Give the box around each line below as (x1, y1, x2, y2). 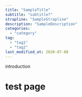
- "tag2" (10, 45, 28, 50)
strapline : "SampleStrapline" (5, 17, 69, 22)
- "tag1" (10, 40, 28, 45)
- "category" (10, 31, 37, 36)
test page (5, 81, 46, 92)
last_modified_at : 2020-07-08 (5, 49, 69, 54)
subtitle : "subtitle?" (5, 12, 53, 17)
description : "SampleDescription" (5, 21, 78, 27)
